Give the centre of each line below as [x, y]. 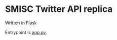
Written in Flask [21, 23]
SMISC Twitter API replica [59, 9]
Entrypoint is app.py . [26, 32]
